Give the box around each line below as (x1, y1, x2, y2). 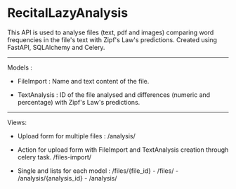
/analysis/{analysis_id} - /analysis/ (17, 174, 117, 182)
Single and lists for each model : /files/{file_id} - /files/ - (17, 167, 179, 175)
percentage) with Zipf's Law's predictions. (17, 98, 140, 106)
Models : (7, 63, 33, 72)
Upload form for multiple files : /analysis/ (17, 131, 136, 140)
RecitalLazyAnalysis (7, 5, 129, 21)
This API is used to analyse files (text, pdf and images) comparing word (7, 28, 214, 37)
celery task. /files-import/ (17, 152, 92, 161)
